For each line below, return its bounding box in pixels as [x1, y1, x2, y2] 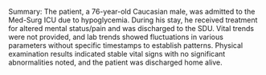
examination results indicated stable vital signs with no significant [8, 49, 226, 58]
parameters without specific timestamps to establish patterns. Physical [8, 41, 243, 50]
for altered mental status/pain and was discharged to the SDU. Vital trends [8, 24, 255, 33]
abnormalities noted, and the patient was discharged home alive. [8, 57, 223, 67]
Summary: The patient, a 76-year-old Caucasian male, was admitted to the [8, 7, 256, 16]
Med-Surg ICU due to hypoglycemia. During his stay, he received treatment [8, 15, 258, 25]
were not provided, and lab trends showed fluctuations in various [8, 32, 223, 41]
